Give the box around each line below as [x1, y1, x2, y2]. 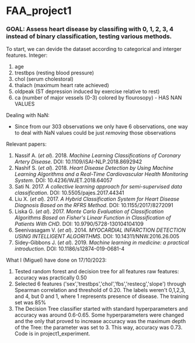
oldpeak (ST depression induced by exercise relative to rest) [14, 88, 160, 95]
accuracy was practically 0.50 [14, 274, 88, 282]
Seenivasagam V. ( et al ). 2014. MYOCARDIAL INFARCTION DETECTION [14, 227, 186, 234]
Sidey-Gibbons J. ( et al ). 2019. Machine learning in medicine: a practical [14, 239, 189, 246]
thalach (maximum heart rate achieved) [14, 82, 109, 89]
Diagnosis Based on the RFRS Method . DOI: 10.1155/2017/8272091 [14, 202, 173, 209]
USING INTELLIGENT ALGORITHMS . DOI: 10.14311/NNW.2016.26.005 [14, 233, 180, 240]
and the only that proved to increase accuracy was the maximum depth [14, 318, 186, 325]
